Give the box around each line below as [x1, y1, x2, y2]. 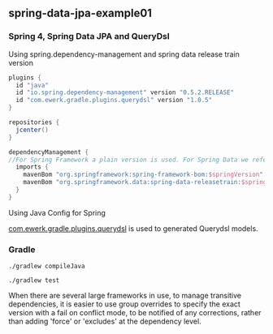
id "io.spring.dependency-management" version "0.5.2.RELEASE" [15, 88, 234, 96]
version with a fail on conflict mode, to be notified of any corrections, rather [8, 308, 262, 318]
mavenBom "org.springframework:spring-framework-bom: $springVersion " [23, 170, 264, 179]
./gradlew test [8, 276, 60, 285]
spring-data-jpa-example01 [8, 6, 153, 20]
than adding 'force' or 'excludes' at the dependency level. [8, 316, 201, 327]
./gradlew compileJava [8, 263, 85, 271]
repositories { [8, 118, 60, 126]
